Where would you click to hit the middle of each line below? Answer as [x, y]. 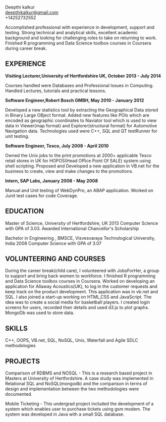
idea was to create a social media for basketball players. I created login [78, 302]
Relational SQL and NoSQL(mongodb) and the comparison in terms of [76, 384]
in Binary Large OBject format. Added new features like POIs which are [77, 115]
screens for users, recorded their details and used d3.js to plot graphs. [77, 308]
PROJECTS [23, 361]
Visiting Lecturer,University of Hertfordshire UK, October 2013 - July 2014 [83, 76]
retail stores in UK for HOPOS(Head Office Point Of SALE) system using [78, 160]
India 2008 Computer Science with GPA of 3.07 [53, 243]
